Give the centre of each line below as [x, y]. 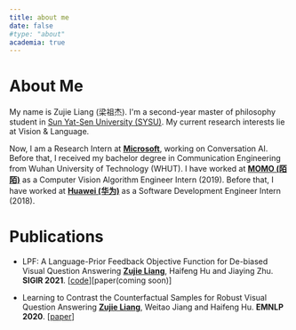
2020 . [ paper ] [48, 317]
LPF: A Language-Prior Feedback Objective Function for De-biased [145, 262]
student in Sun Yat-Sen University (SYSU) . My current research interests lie [147, 122]
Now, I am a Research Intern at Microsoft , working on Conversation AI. [139, 149]
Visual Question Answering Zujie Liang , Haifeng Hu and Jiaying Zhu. [148, 271]
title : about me [39, 17]
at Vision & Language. [49, 132]
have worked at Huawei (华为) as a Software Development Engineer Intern [145, 191]
